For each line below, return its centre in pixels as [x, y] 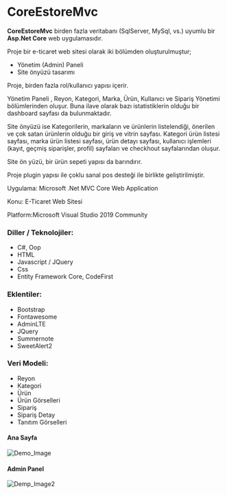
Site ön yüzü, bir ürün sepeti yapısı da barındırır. [75, 161]
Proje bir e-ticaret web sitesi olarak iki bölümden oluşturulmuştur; [99, 51]
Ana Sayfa [22, 438]
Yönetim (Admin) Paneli [50, 64]
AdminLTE [31, 324]
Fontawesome [37, 317]
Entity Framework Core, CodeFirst [65, 277]
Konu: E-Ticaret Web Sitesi [45, 201]
